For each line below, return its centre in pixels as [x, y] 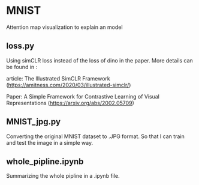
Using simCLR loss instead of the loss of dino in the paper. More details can [99, 60]
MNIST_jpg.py [34, 122]
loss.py [20, 46]
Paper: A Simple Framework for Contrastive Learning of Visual [83, 96]
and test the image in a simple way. [50, 142]
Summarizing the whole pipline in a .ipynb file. [63, 176]
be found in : [22, 67]
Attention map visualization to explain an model [64, 27]
